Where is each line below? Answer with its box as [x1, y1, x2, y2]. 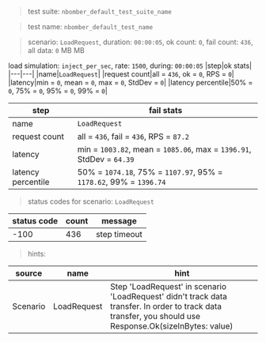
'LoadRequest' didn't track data [110, 291, 227, 302]
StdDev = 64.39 [77, 154, 135, 164]
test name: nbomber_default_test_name [27, 22, 153, 31]
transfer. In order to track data [110, 301, 222, 311]
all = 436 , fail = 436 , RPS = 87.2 [77, 131, 190, 141]
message [101, 216, 137, 226]
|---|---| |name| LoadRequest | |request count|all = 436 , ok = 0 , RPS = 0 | [8, 70, 235, 78]
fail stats [149, 105, 183, 115]
